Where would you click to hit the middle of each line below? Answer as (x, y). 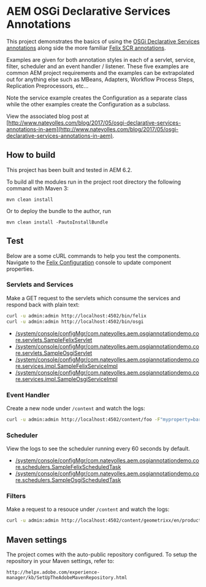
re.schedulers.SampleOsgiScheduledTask (68, 480)
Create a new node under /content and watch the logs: (76, 408)
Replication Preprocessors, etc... (48, 86)
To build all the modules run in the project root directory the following (94, 182)
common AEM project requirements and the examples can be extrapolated (100, 72)
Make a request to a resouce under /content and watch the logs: (88, 509)
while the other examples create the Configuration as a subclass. (88, 104)
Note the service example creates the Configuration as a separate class (97, 98)
